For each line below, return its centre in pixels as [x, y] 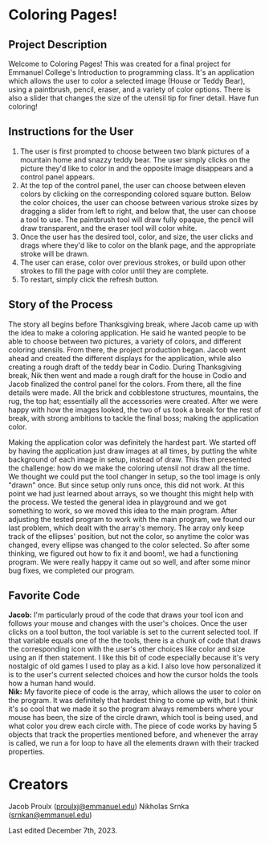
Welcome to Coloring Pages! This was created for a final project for [120, 64]
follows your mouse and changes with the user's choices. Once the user [128, 623]
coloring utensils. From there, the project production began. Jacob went [127, 350]
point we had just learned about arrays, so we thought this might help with [131, 493]
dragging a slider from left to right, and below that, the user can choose [138, 211]
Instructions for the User [71, 132]
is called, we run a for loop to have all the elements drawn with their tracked [134, 743]
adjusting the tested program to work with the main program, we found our [132, 519]
